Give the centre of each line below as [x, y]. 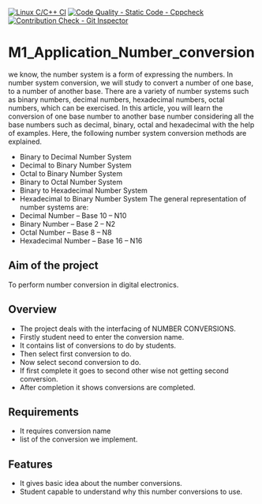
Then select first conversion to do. [75, 354]
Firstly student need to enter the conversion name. [102, 337]
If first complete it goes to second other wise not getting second [124, 370]
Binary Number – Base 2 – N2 [67, 224]
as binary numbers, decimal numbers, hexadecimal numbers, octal [116, 100]
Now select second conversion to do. [80, 362]
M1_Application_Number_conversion [131, 53]
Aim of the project [53, 266]
